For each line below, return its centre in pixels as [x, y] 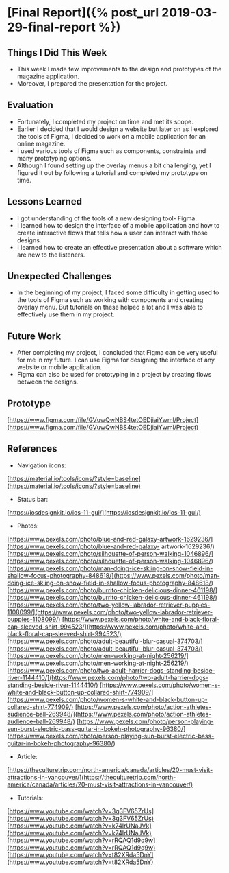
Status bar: [32, 499]
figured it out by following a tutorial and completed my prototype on [112, 172]
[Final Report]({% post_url [83, 13]
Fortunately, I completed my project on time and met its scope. [105, 121]
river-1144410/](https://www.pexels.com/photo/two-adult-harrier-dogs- [108, 677]
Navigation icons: [41, 465]
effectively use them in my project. [66, 314]
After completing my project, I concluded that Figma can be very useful [117, 353]
